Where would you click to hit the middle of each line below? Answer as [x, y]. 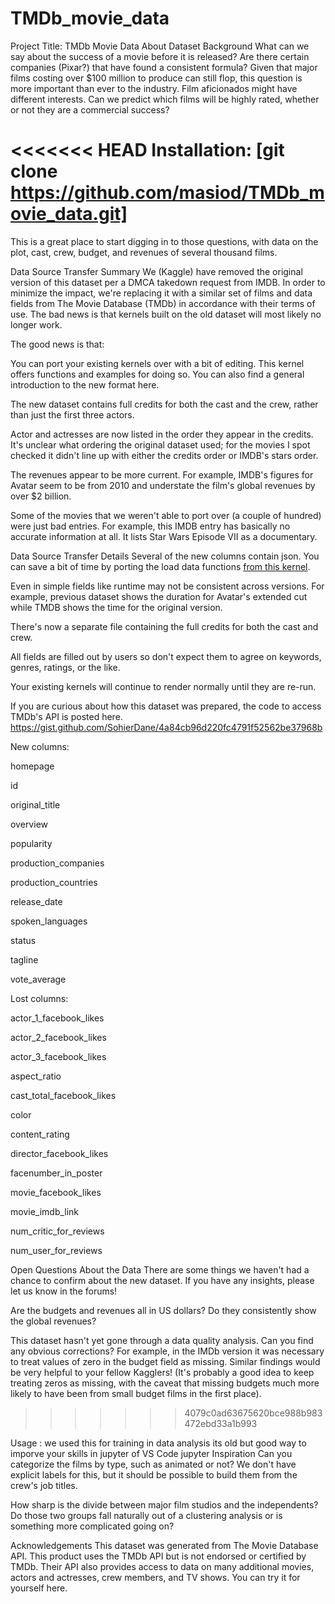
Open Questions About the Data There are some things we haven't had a [160, 1269]
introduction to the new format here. [85, 384]
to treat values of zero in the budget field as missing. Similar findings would [165, 1361]
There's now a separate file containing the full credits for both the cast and [164, 626]
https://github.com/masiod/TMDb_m [167, 193]
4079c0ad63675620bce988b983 [253, 1413]
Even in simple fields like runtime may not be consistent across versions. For [167, 586]
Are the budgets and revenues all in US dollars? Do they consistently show [163, 1310]
